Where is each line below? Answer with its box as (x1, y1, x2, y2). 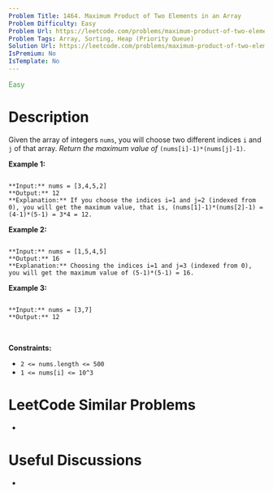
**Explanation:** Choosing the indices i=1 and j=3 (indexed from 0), (8, 262, 253, 270)
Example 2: (8, 224, 47, 234)
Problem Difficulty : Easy (8, 19, 96, 28)
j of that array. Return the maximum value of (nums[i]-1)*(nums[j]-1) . (8, 143, 246, 153)
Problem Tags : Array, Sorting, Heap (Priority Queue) (8, 34, 195, 43)
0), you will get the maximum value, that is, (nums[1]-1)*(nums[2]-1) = (8, 203, 264, 211)
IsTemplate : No (8, 58, 60, 66)
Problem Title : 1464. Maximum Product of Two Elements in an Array (8, 11, 242, 20)
